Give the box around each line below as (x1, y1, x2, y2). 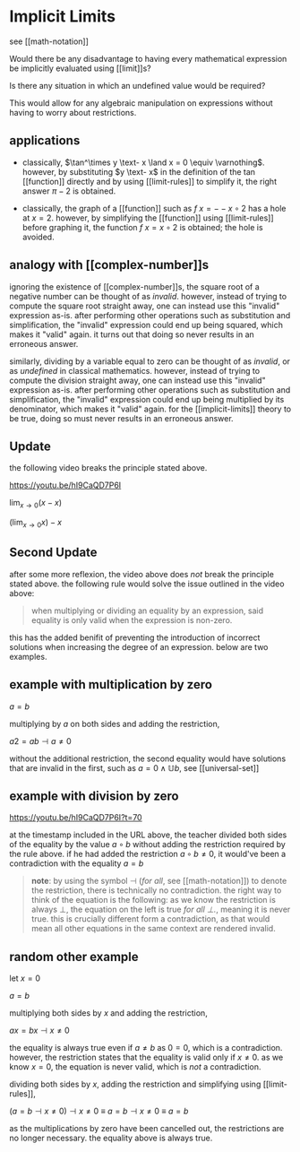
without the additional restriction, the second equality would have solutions (9, 753, 287, 764)
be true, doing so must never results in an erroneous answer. (9, 412, 235, 423)
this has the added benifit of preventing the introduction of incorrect (9, 632, 261, 643)
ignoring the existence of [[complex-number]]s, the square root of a (9, 281, 260, 292)
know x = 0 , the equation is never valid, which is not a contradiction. (9, 1061, 261, 1072)
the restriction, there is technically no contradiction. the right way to (30, 885, 282, 896)
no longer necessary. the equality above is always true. (9, 1132, 213, 1144)
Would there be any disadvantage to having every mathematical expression (9, 53, 287, 64)
